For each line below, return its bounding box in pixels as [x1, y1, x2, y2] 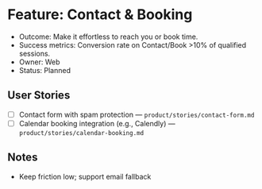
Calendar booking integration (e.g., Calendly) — [18, 118, 175, 128]
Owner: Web [18, 57, 60, 67]
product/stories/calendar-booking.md [18, 129, 144, 137]
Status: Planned [18, 65, 71, 75]
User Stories [7, 89, 71, 102]
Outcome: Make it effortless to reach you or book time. [18, 32, 198, 41]
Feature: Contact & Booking [7, 6, 193, 24]
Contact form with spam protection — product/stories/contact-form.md [18, 110, 255, 119]
